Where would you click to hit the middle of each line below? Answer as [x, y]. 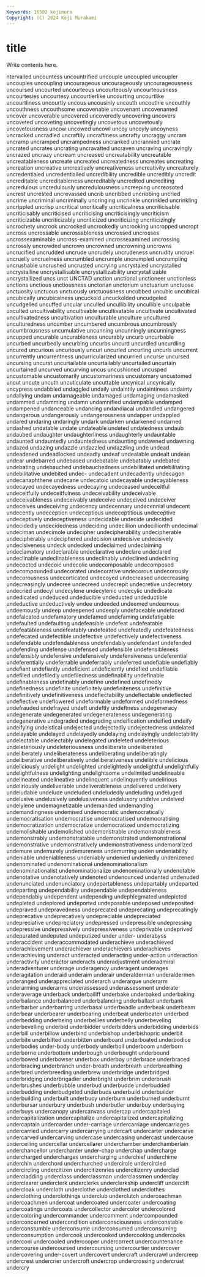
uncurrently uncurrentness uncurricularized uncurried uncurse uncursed [98, 356]
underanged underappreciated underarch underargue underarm [87, 981]
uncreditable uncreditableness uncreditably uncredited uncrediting [91, 181]
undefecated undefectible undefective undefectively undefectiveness [94, 636]
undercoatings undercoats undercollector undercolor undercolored [91, 1209]
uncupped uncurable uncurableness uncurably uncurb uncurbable [90, 337]
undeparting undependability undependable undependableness [87, 890]
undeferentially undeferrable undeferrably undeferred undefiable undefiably [102, 663]
